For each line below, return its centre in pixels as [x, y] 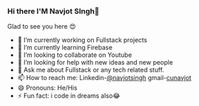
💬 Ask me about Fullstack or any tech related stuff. [91, 70]
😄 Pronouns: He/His [47, 88]
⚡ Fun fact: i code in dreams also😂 [69, 96]
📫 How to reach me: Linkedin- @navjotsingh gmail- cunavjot [104, 78]
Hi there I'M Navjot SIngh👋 [54, 11]
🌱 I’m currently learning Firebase [65, 48]
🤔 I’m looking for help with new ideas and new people [95, 62]
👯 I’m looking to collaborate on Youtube [75, 55]
